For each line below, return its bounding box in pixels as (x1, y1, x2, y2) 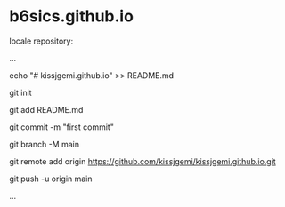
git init (9, 87, 33, 98)
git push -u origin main (9, 173, 93, 184)
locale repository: (9, 36, 74, 46)
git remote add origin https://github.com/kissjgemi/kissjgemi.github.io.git (9, 155, 276, 166)
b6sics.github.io (9, 6, 134, 27)
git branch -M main (9, 139, 80, 149)
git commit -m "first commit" (9, 122, 114, 132)
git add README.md (9, 104, 84, 115)
